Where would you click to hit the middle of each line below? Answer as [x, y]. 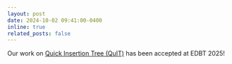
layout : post [26, 14]
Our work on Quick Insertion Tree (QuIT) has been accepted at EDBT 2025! [116, 53]
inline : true [26, 27]
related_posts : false [39, 33]
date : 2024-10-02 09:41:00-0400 [55, 20]
